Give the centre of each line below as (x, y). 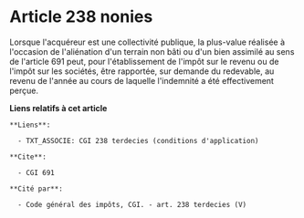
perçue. (24, 90)
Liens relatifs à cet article (58, 108)
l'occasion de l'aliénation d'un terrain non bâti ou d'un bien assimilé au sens (152, 51)
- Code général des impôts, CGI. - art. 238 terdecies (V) (132, 204)
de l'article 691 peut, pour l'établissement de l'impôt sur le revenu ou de (144, 61)
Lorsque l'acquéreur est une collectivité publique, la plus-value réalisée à (147, 42)
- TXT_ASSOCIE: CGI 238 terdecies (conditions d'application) (138, 140)
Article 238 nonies (81, 17)
